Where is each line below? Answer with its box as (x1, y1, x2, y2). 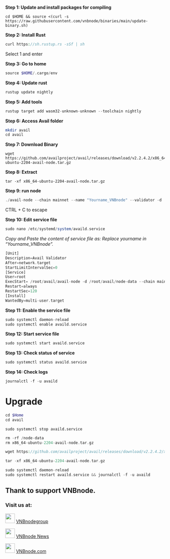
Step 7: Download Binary (5, 142, 58, 148)
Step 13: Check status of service (5, 350, 75, 356)
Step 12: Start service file (5, 331, 60, 337)
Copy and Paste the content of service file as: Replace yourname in (5, 236, 147, 242)
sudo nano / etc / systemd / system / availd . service (5, 226, 105, 232)
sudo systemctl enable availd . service (5, 322, 87, 327)
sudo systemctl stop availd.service (5, 426, 82, 432)
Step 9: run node (5, 188, 41, 194)
